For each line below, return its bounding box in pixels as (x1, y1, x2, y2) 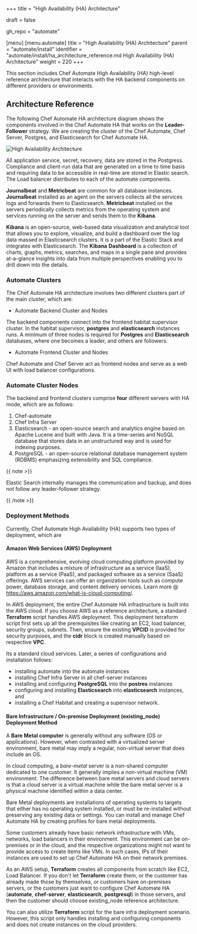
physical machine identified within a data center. (6, 787, 123, 795)
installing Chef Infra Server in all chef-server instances (14, 673, 148, 681)
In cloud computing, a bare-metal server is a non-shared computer (6, 762, 169, 770)
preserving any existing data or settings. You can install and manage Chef (6, 812, 185, 819)
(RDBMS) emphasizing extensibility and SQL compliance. (14, 456, 153, 463)
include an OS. (6, 751, 42, 758)
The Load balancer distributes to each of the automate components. (6, 175, 172, 183)
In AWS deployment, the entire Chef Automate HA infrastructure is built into (6, 601, 189, 608)
